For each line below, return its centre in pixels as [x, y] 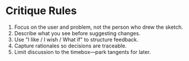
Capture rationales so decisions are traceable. [70, 46]
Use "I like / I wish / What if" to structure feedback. [76, 39]
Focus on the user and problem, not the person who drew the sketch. [98, 27]
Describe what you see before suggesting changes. [77, 33]
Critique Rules [41, 11]
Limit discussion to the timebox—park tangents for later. [83, 52]
